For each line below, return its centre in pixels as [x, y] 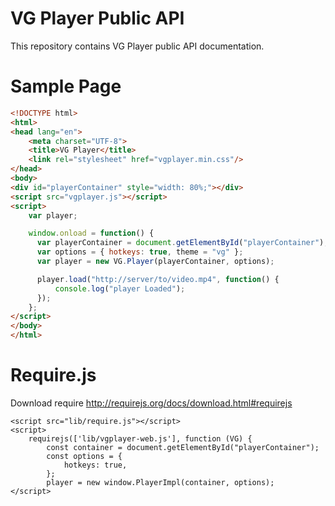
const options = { [84, 456]
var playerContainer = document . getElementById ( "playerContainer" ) [180, 243]
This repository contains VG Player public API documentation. [137, 46]
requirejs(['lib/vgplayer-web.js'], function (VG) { [140, 438]
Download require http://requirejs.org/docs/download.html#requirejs [151, 403]
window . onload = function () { [91, 233]
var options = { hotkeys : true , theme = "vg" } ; [140, 252]
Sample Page [66, 86]
